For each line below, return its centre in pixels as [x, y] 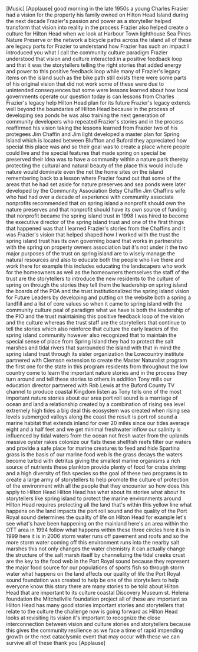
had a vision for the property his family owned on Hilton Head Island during [97, 15]
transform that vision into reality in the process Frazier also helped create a [97, 27]
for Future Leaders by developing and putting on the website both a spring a [99, 297]
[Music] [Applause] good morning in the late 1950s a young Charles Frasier [97, 9]
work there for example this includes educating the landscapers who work [96, 266]
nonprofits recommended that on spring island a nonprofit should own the [96, 203]
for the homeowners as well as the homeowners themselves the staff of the [98, 272]
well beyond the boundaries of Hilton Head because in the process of [90, 109]
